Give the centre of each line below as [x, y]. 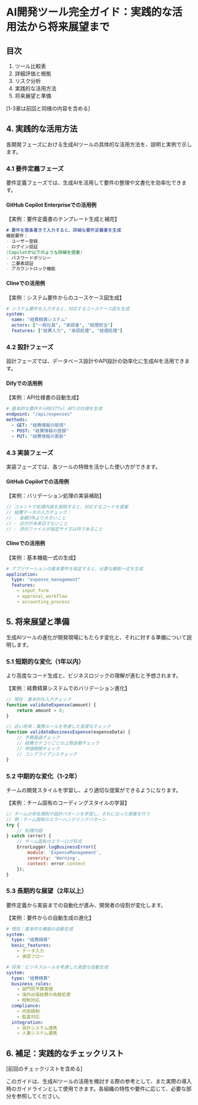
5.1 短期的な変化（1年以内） [45, 661]
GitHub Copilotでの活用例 [38, 481]
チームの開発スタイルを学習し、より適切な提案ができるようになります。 [94, 790]
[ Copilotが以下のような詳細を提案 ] [45, 252]
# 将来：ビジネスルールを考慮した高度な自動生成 [57, 967]
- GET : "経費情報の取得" [39, 426]
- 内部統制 [28, 1011]
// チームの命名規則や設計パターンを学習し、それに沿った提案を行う [78, 814]
